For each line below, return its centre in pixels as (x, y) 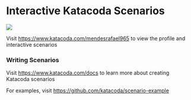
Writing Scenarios (33, 60)
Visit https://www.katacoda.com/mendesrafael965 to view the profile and (96, 38)
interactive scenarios (32, 44)
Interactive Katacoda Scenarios (85, 11)
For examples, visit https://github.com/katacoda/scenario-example (87, 91)
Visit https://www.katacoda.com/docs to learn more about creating (88, 73)
